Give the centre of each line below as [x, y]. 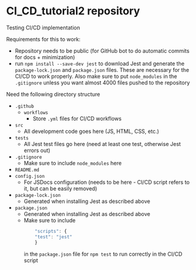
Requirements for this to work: [43, 39]
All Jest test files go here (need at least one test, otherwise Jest [102, 144]
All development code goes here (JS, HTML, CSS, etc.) [91, 131]
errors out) [37, 150]
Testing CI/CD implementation [43, 28]
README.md [27, 170]
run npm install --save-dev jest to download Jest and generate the [99, 63]
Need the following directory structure [53, 94]
